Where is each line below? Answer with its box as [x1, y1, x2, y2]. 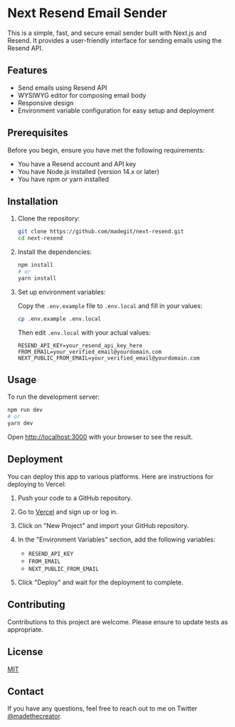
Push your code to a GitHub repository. [17, 494, 132, 502]
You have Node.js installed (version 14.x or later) [17, 167, 160, 176]
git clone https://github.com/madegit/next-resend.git [17, 228, 184, 235]
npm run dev [7, 407, 43, 414]
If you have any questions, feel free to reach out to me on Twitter [7, 704, 198, 713]
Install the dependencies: [17, 248, 93, 256]
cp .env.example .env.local [17, 315, 101, 322]
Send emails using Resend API [17, 83, 108, 92]
